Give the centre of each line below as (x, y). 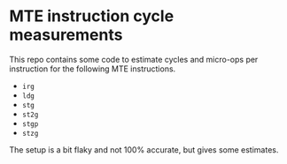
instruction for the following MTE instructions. (93, 69)
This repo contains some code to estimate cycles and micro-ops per (134, 59)
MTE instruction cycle (92, 16)
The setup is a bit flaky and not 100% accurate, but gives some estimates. (144, 149)
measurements (66, 35)
